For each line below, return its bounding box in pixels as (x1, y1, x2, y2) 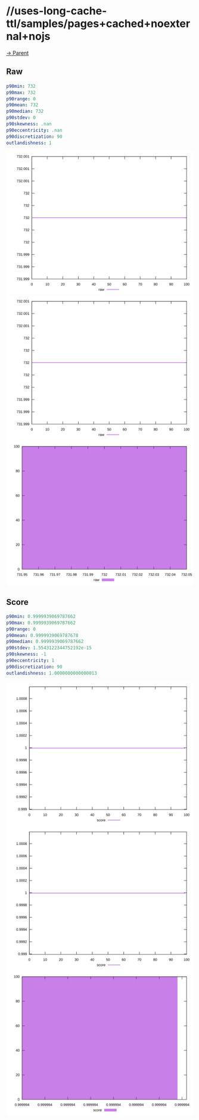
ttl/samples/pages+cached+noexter (6, 17, 191, 30)
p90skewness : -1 (6, 651, 46, 657)
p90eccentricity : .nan (6, 127, 63, 133)
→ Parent (6, 49, 29, 56)
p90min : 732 (6, 83, 36, 89)
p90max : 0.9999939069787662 (6, 620, 76, 626)
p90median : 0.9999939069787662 (6, 639, 84, 645)
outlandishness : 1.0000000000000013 (6, 670, 97, 676)
